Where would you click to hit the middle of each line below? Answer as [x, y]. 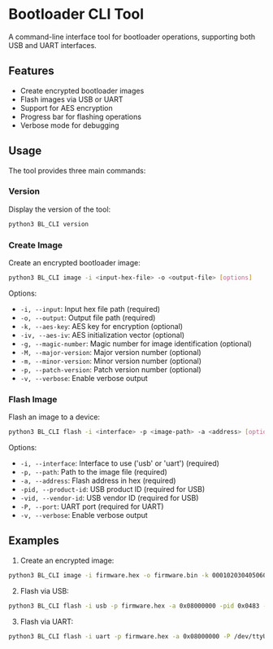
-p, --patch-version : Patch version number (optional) [110, 369]
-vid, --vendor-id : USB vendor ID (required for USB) [109, 498]
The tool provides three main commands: [77, 170]
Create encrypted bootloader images [82, 90]
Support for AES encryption [66, 107]
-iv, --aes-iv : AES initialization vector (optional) [102, 335]
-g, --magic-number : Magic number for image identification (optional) [136, 344]
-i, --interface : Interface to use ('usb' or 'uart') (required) [119, 463]
